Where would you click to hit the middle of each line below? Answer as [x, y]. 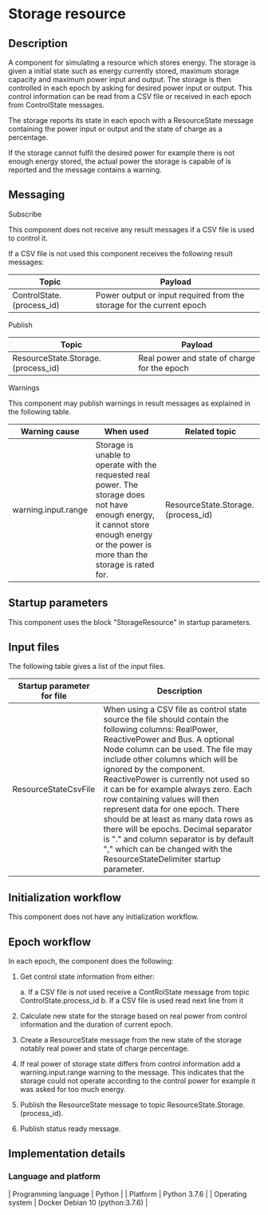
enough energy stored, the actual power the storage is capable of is [120, 161]
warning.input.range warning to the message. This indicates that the [132, 1073]
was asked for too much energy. [73, 1090]
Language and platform [55, 1177]
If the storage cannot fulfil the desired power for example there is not [122, 153]
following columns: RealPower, [161, 730]
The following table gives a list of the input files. [87, 667]
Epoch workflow [50, 942]
